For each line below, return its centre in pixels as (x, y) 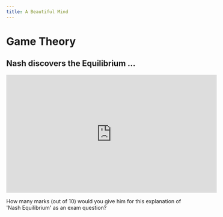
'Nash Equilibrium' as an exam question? (57, 207)
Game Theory (41, 41)
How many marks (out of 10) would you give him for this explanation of (94, 201)
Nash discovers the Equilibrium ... (71, 64)
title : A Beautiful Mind (37, 12)
